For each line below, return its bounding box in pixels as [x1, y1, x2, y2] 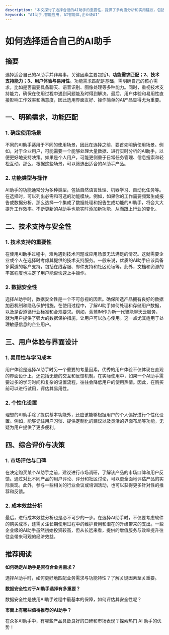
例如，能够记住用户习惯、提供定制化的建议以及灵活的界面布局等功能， [14, 418, 159, 424]
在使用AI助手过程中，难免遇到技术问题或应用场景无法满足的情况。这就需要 [5, 251, 159, 257]
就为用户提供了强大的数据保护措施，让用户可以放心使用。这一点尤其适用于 [5, 315, 159, 321]
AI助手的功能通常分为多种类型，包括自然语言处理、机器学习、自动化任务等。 [5, 187, 164, 193]
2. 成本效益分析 [5, 502, 43, 509]
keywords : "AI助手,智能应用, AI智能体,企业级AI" [5, 12, 100, 17]
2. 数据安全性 [5, 284, 37, 291]
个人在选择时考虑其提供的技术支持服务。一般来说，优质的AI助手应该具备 [14, 257, 164, 263]
